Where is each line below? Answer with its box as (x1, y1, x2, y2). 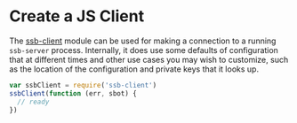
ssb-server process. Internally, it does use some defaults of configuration (9, 44, 278, 55)
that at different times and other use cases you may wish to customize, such (9, 54, 289, 65)
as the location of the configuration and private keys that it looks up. (9, 64, 260, 74)
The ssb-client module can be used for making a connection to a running (9, 35, 277, 46)
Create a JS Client (9, 6, 145, 27)
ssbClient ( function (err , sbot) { (9, 88, 138, 98)
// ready (17, 97, 50, 106)
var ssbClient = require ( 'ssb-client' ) (9, 81, 157, 89)
